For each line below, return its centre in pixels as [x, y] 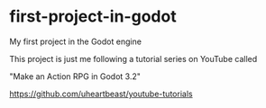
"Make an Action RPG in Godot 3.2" [75, 76]
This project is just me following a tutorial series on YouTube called [133, 58]
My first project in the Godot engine [76, 41]
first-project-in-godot [93, 17]
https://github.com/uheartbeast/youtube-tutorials [101, 94]
